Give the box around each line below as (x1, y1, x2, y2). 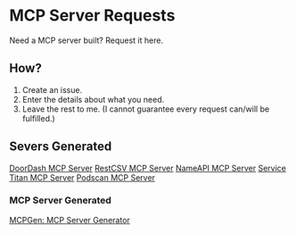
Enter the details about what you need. (21, 94, 165, 104)
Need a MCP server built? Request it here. (9, 35, 163, 46)
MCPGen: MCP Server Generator (9, 214, 131, 225)
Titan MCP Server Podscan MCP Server (9, 171, 156, 183)
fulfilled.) (21, 113, 55, 123)
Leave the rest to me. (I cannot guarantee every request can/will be (21, 104, 270, 114)
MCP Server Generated (9, 194, 111, 206)
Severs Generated (9, 139, 112, 155)
